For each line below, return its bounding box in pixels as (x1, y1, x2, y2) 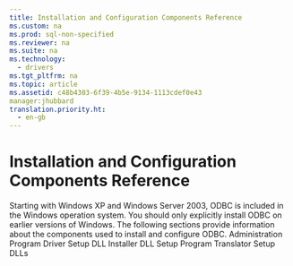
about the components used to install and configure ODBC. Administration (9, 229, 283, 240)
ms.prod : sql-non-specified (9, 30, 115, 39)
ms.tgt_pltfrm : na (9, 72, 78, 81)
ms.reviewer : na (9, 38, 70, 47)
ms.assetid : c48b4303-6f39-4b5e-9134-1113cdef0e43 (9, 88, 203, 97)
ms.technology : (9, 55, 66, 64)
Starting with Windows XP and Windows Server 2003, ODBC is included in (9, 201, 284, 211)
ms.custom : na (9, 21, 63, 30)
